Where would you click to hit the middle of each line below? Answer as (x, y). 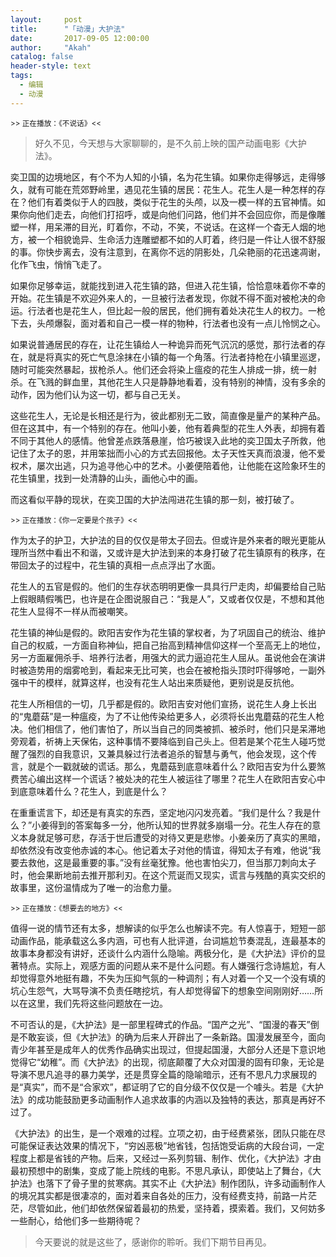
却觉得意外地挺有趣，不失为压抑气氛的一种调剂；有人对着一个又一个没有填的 (168, 978)
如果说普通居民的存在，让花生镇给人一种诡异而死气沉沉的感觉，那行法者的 (163, 344)
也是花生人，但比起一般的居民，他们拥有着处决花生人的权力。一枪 (189, 310)
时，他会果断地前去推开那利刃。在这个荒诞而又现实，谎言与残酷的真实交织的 (168, 875)
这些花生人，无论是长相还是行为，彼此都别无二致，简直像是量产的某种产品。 (168, 415)
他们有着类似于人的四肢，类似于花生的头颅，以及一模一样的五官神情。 (172, 202)
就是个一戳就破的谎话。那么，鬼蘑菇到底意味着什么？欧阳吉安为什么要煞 (176, 766)
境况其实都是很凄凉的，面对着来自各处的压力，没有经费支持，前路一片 (163, 1195)
